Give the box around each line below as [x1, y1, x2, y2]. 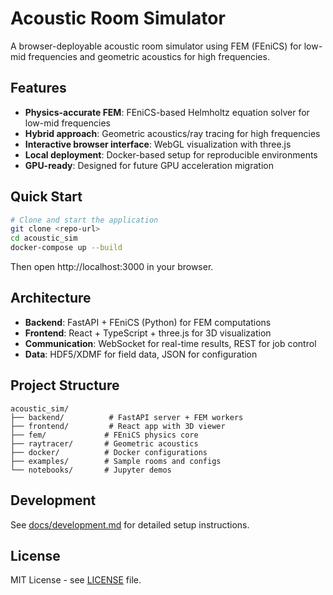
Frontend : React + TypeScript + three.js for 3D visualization [24, 327, 272, 339]
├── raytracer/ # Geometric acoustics [10, 438, 199, 449]
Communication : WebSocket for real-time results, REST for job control [24, 337, 317, 349]
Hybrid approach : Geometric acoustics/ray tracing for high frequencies [24, 127, 321, 139]
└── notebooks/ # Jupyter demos [10, 465, 172, 475]
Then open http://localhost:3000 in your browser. [10, 261, 214, 273]
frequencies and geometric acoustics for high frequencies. [28, 50, 270, 62]
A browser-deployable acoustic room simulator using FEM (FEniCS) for [10, 40, 302, 52]
